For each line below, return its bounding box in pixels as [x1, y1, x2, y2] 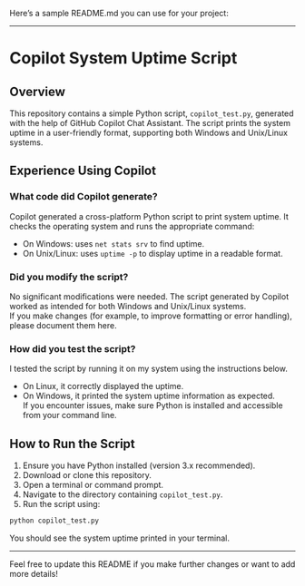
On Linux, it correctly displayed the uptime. [22, 381, 184, 392]
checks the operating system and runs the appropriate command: [9, 220, 255, 231]
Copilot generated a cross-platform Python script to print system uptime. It [9, 210, 289, 221]
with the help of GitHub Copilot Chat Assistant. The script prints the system [9, 118, 290, 128]
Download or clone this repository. [22, 470, 152, 481]
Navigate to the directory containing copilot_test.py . [22, 489, 223, 500]
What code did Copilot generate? [9, 190, 158, 203]
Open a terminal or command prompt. [22, 480, 164, 491]
